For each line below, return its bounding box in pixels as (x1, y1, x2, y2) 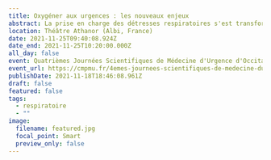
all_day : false (8, 49, 60, 57)
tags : (8, 95, 27, 103)
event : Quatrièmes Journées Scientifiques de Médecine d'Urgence (8, 57, 232, 65)
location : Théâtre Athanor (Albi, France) (8, 27, 153, 35)
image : (8, 117, 31, 125)
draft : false (8, 79, 52, 87)
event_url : (8, 65, 45, 73)
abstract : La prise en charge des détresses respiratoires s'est (8, 19, 232, 27)
